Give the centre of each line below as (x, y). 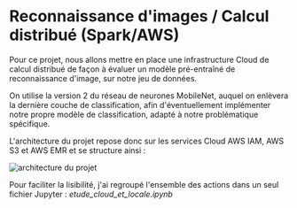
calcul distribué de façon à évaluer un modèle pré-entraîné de (122, 69)
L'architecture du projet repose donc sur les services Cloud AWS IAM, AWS (147, 141)
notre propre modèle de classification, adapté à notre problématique (134, 114)
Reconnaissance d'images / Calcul (139, 16)
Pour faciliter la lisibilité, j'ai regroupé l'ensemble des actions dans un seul (144, 184)
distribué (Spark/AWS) (94, 35)
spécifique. (30, 123)
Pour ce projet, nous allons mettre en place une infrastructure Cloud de (139, 59)
